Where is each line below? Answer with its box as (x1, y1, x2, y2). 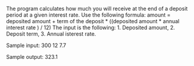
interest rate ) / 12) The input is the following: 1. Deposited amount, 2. (6, 24, 176, 31)
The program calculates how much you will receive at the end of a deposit (6, 5, 188, 12)
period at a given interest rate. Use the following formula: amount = (6, 11, 171, 18)
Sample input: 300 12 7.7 (6, 42, 67, 49)
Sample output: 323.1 (6, 54, 58, 60)
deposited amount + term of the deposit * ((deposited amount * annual (6, 18, 180, 24)
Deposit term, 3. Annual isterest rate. (6, 30, 96, 37)
